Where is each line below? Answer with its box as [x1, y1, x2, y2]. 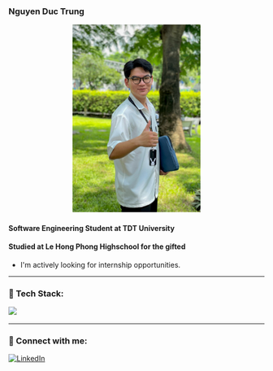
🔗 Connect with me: [8, 335, 88, 347]
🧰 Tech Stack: [8, 287, 64, 299]
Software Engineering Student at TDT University [8, 223, 175, 233]
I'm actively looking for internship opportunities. [19, 260, 181, 269]
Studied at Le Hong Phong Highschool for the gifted [8, 242, 186, 251]
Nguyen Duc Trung [8, 6, 85, 17]
